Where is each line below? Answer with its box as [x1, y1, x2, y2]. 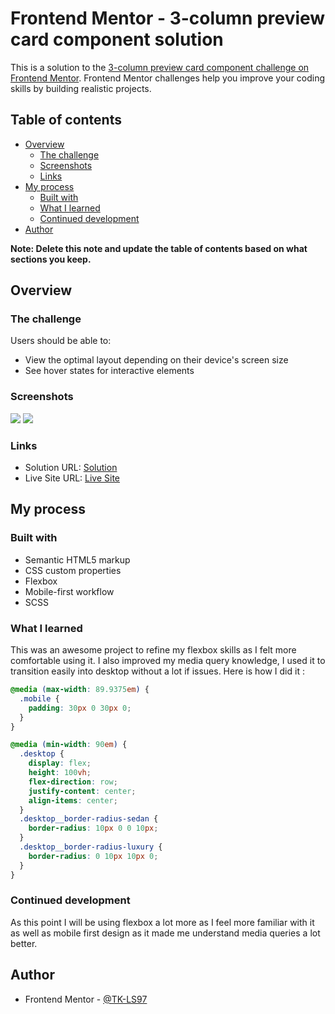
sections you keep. [10, 253, 92, 265]
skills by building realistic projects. [10, 82, 152, 94]
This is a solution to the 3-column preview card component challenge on [10, 61, 310, 73]
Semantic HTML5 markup [24, 553, 131, 566]
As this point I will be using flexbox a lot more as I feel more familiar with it [10, 916, 315, 928]
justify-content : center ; [28, 786, 137, 796]
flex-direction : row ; [28, 777, 118, 787]
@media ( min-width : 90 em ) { [10, 740, 128, 750]
